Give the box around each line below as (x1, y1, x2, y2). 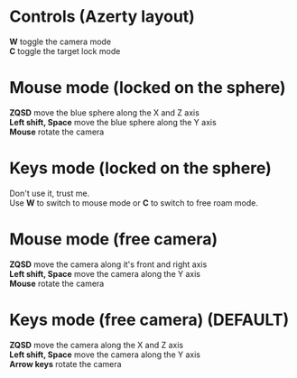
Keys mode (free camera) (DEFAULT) (9, 309, 290, 330)
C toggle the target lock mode (9, 45, 121, 56)
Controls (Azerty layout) (9, 6, 196, 27)
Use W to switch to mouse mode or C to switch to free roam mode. (9, 197, 259, 208)
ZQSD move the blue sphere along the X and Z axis (9, 106, 200, 118)
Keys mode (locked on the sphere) (9, 158, 273, 179)
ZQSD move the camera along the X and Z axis (9, 339, 184, 350)
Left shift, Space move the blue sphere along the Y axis (9, 116, 217, 127)
